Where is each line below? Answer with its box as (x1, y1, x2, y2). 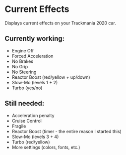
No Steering (11, 69, 37, 75)
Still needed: (4, 99, 45, 108)
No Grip (11, 63, 28, 69)
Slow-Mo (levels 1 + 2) (11, 79, 58, 85)
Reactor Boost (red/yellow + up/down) (11, 74, 90, 80)
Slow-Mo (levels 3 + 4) (11, 134, 59, 140)
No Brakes (11, 58, 33, 64)
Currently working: (4, 34, 65, 43)
